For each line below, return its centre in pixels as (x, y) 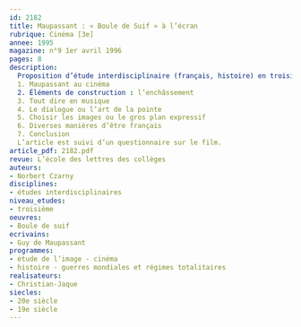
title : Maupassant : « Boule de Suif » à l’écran (104, 26)
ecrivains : (30, 234)
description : (34, 68)
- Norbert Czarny (42, 176)
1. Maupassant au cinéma (64, 84)
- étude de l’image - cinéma (64, 259)
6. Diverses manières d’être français (90, 126)
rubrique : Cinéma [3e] (52, 34)
